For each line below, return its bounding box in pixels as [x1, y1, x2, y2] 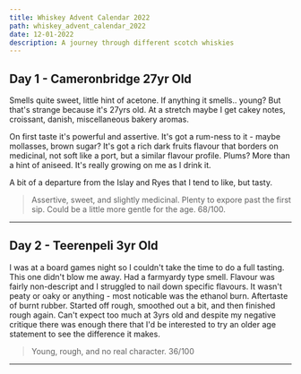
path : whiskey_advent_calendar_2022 [9, 21, 146, 30]
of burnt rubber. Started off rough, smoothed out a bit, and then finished [9, 300, 276, 310]
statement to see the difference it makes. [9, 328, 161, 339]
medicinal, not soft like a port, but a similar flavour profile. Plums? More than [9, 150, 290, 161]
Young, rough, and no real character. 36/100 [30, 345, 195, 356]
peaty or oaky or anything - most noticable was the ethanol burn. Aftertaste [9, 290, 288, 301]
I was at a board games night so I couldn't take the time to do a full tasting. [9, 261, 285, 273]
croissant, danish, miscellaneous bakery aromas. [9, 114, 190, 125]
